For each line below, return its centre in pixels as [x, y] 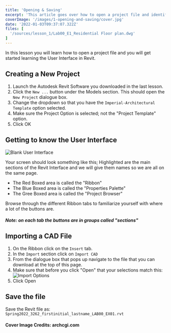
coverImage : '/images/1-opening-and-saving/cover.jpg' [65, 19]
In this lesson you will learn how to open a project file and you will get [78, 53]
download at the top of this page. [47, 264]
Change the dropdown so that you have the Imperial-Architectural [84, 103]
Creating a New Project [43, 74]
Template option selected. [39, 108]
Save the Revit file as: [28, 309]
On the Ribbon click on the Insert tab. [52, 248]
